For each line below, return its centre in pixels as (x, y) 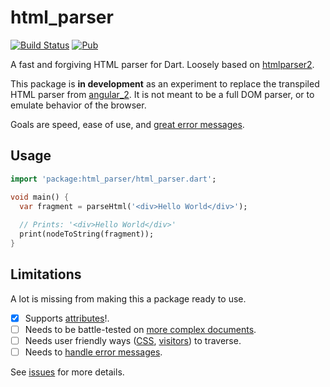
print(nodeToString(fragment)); (87, 234)
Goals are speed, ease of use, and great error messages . (127, 124)
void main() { (40, 197)
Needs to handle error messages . (93, 352)
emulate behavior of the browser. (78, 105)
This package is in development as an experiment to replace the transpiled (165, 83)
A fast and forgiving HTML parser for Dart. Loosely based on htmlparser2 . (162, 64)
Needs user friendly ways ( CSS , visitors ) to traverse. (133, 340)
